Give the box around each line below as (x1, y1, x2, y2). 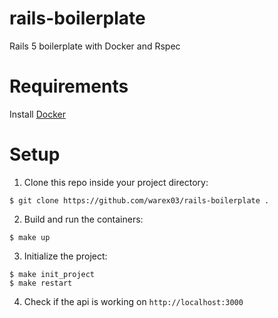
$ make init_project (9, 269, 96, 279)
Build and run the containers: (23, 213, 144, 225)
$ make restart (9, 278, 73, 288)
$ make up (9, 232, 51, 242)
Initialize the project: (23, 250, 108, 262)
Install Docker (9, 108, 66, 120)
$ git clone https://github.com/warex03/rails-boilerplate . (9, 195, 270, 206)
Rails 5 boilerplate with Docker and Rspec (9, 40, 181, 52)
